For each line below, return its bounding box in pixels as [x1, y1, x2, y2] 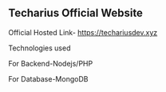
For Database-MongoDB [8, 74, 89, 83]
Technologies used [8, 43, 71, 53]
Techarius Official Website [8, 6, 144, 20]
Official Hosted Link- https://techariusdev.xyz [8, 27, 158, 37]
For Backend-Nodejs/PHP [8, 58, 93, 68]
